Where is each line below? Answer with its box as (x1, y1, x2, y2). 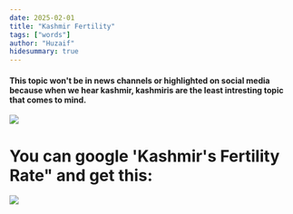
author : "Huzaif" (9, 38, 75, 48)
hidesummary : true (9, 47, 79, 56)
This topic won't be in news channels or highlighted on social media (9, 74, 270, 86)
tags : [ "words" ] (9, 30, 71, 39)
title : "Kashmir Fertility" (9, 22, 116, 31)
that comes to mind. (9, 94, 87, 105)
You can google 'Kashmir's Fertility (9, 146, 280, 166)
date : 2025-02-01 (9, 13, 75, 23)
